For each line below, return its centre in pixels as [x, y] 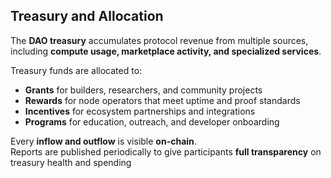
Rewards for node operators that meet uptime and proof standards [162, 100]
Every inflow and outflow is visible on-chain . [103, 141]
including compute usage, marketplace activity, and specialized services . [166, 51]
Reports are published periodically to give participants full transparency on [166, 151]
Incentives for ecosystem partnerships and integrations [140, 111]
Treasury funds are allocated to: [76, 70]
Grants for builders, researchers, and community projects [143, 90]
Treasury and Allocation [87, 16]
